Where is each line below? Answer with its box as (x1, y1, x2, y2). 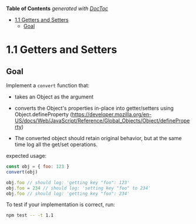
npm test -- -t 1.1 (6, 212, 54, 219)
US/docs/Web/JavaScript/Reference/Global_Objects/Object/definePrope (14, 117, 190, 124)
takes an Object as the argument (14, 93, 94, 100)
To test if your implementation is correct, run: (6, 201, 116, 208)
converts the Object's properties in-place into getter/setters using (14, 105, 174, 111)
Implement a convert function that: (6, 82, 90, 89)
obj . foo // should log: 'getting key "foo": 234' (6, 191, 130, 196)
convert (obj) (6, 169, 38, 175)
